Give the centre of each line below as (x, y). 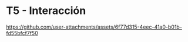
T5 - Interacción (46, 11)
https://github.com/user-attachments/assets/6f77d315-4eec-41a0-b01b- (94, 27)
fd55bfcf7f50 (22, 33)
